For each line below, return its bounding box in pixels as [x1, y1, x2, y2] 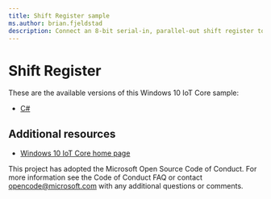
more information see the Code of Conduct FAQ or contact [8, 172, 203, 182]
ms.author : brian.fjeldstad [8, 19, 103, 27]
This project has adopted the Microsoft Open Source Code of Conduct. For [8, 164, 257, 174]
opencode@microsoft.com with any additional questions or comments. [8, 181, 244, 191]
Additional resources [8, 126, 116, 141]
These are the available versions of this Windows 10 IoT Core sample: [8, 88, 240, 97]
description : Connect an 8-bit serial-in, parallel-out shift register [8, 27, 254, 35]
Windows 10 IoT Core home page [19, 148, 131, 158]
